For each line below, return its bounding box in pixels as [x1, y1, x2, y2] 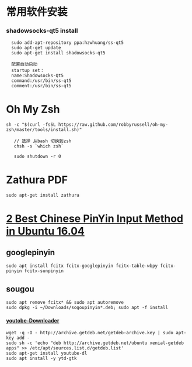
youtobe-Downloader [6, 317, 60, 324]
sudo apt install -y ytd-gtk [6, 355, 77, 362]
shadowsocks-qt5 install [6, 27, 78, 35]
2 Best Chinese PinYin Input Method [6, 212, 184, 225]
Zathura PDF [6, 173, 68, 186]
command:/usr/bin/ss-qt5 [11, 78, 72, 84]
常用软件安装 [6, 5, 68, 19]
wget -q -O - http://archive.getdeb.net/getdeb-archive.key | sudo [6, 330, 174, 336]
